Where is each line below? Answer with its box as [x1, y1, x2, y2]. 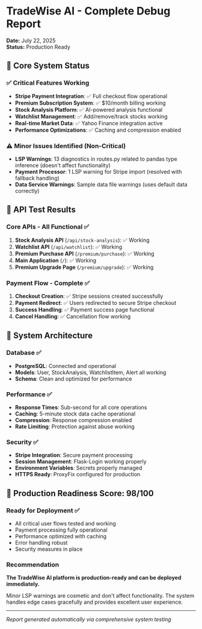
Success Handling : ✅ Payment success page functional [14, 305, 155, 313]
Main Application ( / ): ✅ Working [14, 257, 97, 264]
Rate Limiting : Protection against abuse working [14, 423, 135, 430]
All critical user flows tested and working [14, 520, 116, 527]
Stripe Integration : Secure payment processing [14, 452, 133, 459]
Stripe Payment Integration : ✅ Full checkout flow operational [14, 92, 168, 100]
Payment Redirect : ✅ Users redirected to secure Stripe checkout [14, 299, 176, 306]
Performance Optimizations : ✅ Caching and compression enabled [14, 126, 182, 133]
